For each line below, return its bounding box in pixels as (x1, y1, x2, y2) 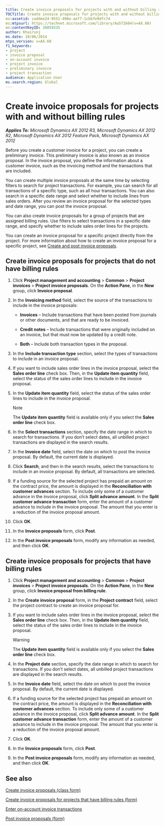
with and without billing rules (5, 111, 126, 122)
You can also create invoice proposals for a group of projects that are (5, 213, 145, 219)
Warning (12, 637, 30, 643)
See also (5, 774, 32, 783)
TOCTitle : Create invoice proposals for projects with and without (5, 12, 146, 17)
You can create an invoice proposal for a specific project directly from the (5, 232, 153, 238)
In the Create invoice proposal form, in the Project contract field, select (12, 597, 158, 603)
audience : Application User (5, 75, 63, 80)
